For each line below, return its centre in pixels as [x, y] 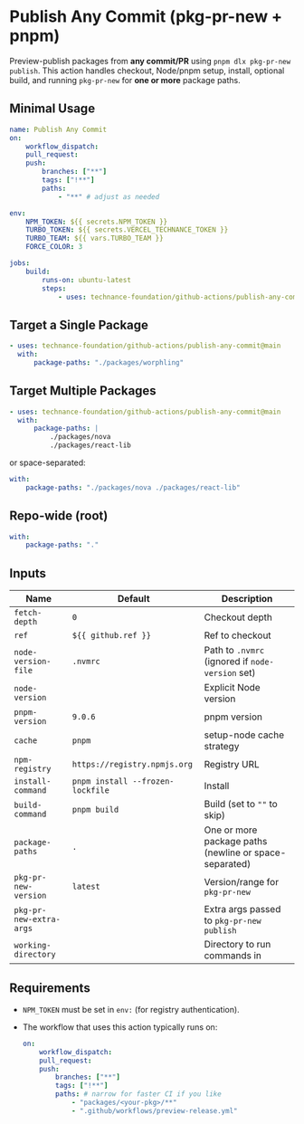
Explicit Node [232, 688]
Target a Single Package [79, 324]
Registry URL [232, 765]
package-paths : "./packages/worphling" [108, 362]
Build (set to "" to [241, 805]
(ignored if [226, 662]
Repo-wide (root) [59, 516]
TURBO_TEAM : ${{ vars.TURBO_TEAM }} [95, 238]
